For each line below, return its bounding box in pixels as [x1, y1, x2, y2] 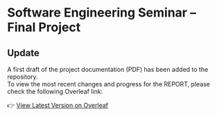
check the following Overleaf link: [7, 88, 103, 95]
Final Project [7, 19, 81, 35]
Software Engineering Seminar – [7, 5, 196, 21]
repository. [7, 72, 38, 81]
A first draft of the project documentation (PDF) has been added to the [7, 66, 209, 73]
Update [7, 47, 40, 59]
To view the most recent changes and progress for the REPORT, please [7, 80, 210, 88]
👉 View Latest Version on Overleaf [7, 101, 109, 109]
